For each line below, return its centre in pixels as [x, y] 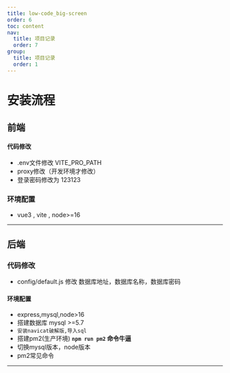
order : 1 [26, 64]
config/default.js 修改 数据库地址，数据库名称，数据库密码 [99, 282]
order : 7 [26, 45]
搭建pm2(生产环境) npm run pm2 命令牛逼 [74, 338]
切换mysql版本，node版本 [54, 347]
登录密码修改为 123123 [49, 180]
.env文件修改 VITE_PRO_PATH [59, 163]
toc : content [26, 26]
